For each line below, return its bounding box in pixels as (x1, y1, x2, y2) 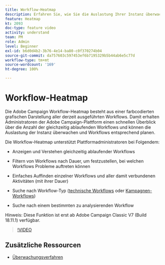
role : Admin (5, 39, 29, 44)
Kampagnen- (125, 188, 152, 194)
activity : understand (5, 30, 50, 35)
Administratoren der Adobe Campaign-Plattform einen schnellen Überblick (5, 119, 156, 125)
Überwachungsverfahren (12, 254, 63, 260)
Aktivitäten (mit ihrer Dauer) (12, 178, 69, 184)
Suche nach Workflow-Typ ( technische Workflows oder (12, 188, 125, 194)
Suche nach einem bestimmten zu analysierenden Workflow (12, 202, 134, 208)
